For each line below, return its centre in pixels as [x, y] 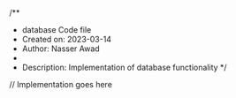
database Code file [57, 30]
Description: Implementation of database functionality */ [124, 67]
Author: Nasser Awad [61, 49]
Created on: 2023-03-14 [67, 39]
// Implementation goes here [61, 84]
